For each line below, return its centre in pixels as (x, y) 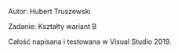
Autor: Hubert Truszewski (49, 11)
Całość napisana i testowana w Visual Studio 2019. (90, 41)
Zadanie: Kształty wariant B (53, 26)
